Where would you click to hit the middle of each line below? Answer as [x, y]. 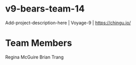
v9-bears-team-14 [45, 9]
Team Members [39, 43]
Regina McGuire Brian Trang [35, 57]
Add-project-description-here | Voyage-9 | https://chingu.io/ [68, 23]
